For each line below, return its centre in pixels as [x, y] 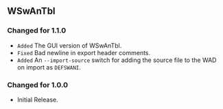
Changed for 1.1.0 [37, 31]
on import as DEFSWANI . [49, 67]
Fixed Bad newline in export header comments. [84, 52]
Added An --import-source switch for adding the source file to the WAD [117, 60]
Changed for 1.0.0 [38, 84]
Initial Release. [37, 99]
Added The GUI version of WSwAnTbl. [69, 45]
